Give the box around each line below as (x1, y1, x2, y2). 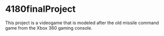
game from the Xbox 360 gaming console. (5, 25, 93, 31)
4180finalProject (5, 3, 76, 15)
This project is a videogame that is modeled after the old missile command (5, 20, 159, 26)
